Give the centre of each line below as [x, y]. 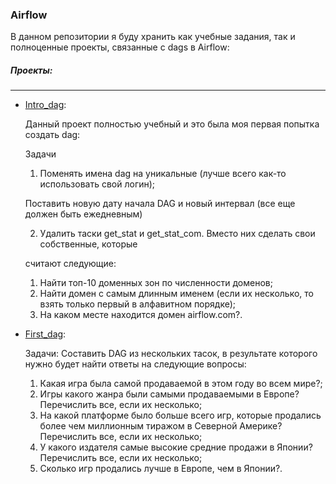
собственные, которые [88, 244]
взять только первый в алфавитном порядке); [138, 304]
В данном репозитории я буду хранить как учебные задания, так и [153, 37]
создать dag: [52, 135]
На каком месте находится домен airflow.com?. [141, 315]
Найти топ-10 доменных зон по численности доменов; [156, 283]
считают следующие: [70, 264]
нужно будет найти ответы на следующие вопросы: [135, 364]
